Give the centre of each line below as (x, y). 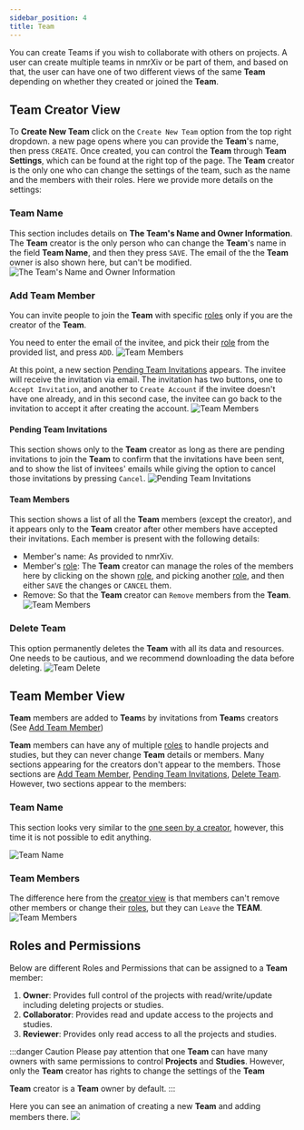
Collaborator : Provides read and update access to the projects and (148, 1014)
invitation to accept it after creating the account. (99, 408)
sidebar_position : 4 (49, 18)
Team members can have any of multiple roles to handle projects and (139, 745)
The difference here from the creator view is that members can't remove (144, 898)
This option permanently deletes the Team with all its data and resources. (147, 648)
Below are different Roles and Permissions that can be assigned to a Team (148, 968)
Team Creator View (65, 110)
